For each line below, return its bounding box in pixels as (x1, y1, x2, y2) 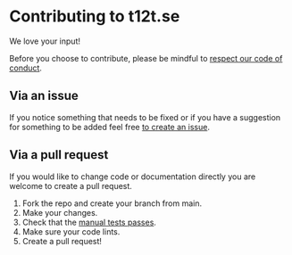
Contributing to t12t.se (9, 6, 180, 27)
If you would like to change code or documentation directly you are (9, 171, 256, 182)
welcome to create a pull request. (9, 180, 132, 191)
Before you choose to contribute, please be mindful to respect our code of (9, 53, 283, 63)
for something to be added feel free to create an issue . (9, 121, 210, 132)
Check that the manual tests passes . (21, 217, 156, 227)
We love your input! (9, 36, 80, 46)
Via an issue (9, 88, 79, 103)
